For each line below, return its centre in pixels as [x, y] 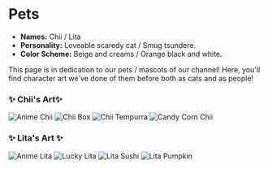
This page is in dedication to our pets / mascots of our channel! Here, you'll [134, 69]
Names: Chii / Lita [50, 37]
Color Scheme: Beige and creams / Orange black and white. [121, 54]
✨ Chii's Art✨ [35, 99]
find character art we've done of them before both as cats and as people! [131, 78]
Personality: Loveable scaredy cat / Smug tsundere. [108, 45]
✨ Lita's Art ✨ [36, 138]
